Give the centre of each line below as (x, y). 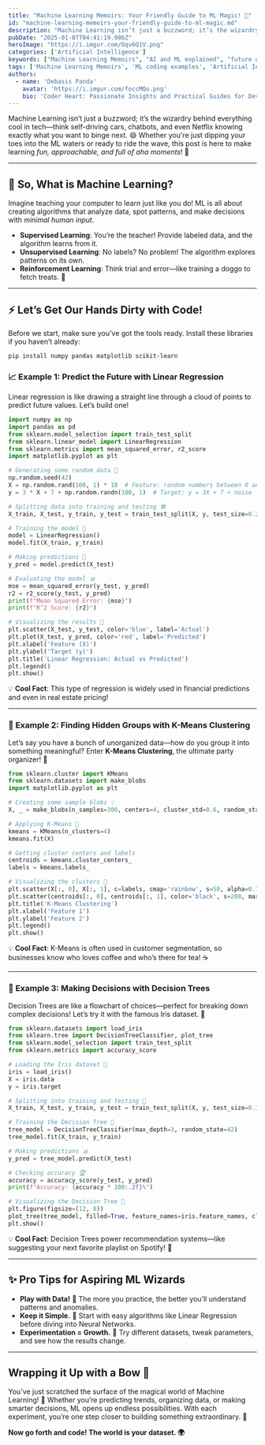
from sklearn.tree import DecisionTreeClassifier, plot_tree (111, 1036)
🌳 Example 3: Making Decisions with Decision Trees (109, 989)
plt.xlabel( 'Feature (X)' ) (52, 644)
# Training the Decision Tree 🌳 (61, 1123)
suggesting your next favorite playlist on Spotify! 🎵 (90, 1247)
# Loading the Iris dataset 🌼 (58, 1065)
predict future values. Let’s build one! (69, 405)
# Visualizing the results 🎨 (56, 622)
